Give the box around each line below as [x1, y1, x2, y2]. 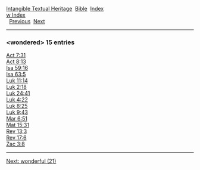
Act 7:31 [6, 52, 26, 59]
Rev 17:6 [6, 134, 27, 141]
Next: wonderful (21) [6, 157, 57, 165]
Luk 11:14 [6, 77, 28, 84]
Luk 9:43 [6, 109, 29, 116]
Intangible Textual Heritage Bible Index [6, 5, 104, 12]
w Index [6, 11, 26, 18]
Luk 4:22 [6, 96, 28, 103]
